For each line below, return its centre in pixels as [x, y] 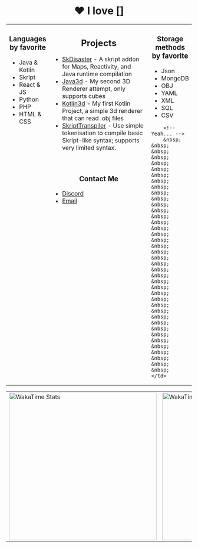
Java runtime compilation [97, 74]
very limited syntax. [89, 148]
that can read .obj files [93, 118]
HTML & [30, 114]
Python [29, 99]
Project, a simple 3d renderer [102, 111]
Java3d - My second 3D [96, 81]
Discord [73, 194]
